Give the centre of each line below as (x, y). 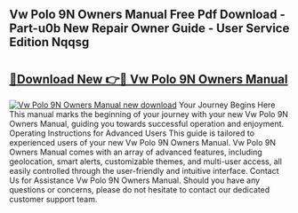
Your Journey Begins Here (227, 105)
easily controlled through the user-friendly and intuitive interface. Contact (144, 171)
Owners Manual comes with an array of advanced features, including (136, 152)
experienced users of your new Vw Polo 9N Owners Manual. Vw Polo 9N (143, 142)
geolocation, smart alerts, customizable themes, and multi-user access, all (146, 162)
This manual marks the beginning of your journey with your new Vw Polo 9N (149, 114)
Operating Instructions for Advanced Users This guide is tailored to (132, 133)
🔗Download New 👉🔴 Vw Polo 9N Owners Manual (149, 79)
